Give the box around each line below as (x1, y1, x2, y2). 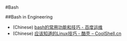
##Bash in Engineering (5, 14, 53, 19)
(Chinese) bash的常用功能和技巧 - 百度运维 (12, 24, 103, 30)
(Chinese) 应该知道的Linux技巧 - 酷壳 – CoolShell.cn (12, 30, 122, 36)
